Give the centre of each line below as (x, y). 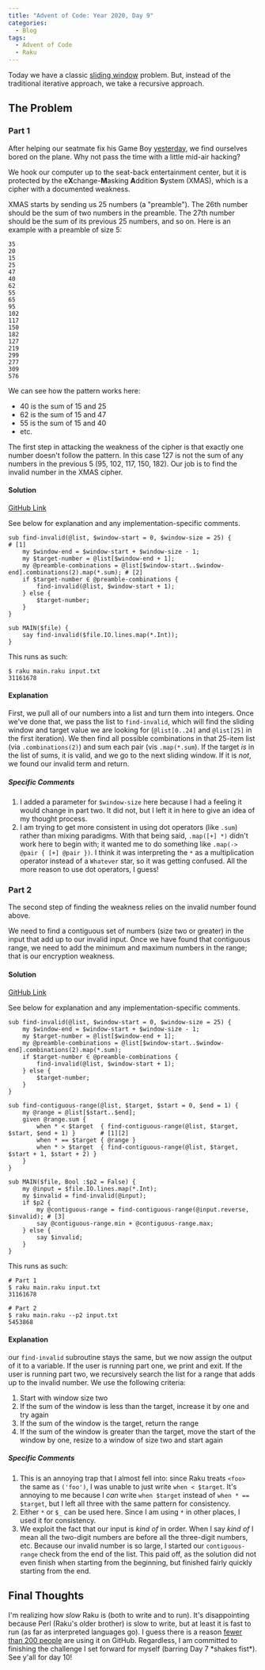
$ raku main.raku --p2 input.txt (63, 1315)
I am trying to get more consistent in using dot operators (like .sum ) (129, 827)
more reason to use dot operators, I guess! (89, 870)
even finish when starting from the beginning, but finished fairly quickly (136, 1562)
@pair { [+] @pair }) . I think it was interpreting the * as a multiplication (137, 853)
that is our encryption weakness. (62, 956)
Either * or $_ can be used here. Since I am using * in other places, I (130, 1511)
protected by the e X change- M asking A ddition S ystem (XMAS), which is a (128, 180)
